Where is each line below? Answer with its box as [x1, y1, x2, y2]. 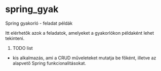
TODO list [12, 45, 33, 51]
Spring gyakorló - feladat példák [5, 20, 73, 26]
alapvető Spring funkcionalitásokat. [12, 60, 87, 66]
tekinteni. [5, 35, 25, 41]
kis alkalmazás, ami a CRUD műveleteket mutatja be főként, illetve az [12, 54, 156, 61]
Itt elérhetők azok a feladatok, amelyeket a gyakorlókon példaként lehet [5, 30, 154, 36]
